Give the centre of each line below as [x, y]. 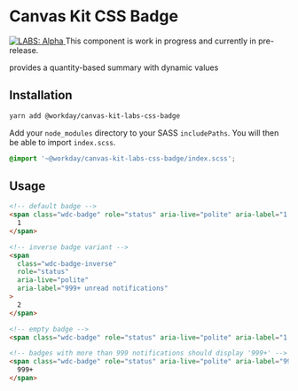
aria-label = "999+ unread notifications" [93, 289]
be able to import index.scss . [63, 142]
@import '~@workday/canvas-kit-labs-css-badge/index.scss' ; [123, 158]
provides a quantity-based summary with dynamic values [114, 67]
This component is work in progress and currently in [161, 41]
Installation [41, 95]
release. [24, 50]
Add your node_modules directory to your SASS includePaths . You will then [144, 133]
